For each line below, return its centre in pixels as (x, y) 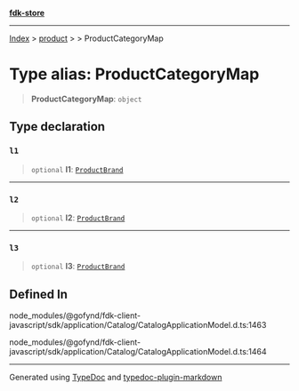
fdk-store (27, 13)
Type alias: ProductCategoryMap (134, 74)
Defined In (39, 294)
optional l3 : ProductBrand (78, 267)
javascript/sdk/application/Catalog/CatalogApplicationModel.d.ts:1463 (138, 325)
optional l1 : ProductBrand (77, 169)
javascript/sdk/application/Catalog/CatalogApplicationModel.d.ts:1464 (138, 352)
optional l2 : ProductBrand (78, 218)
